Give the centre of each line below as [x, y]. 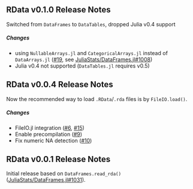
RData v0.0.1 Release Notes [58, 159]
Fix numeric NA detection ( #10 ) [53, 141]
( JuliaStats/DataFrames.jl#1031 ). [46, 180]
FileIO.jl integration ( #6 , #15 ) [50, 127]
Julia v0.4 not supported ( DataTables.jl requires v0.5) [82, 66]
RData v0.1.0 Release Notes [58, 10]
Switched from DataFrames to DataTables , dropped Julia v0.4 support [91, 24]
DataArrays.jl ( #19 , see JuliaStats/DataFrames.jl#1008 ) [84, 59]
